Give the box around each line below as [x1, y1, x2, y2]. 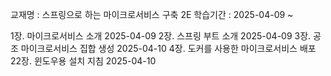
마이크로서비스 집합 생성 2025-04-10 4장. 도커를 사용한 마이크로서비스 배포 [20, 43, 317, 54]
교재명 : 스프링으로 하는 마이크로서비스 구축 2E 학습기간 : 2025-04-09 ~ [10, 9, 294, 20]
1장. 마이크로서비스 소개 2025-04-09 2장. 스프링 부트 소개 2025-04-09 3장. [10, 30, 312, 42]
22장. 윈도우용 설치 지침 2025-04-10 [10, 55, 157, 67]
